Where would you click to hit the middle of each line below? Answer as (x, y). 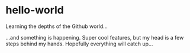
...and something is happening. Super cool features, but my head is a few (95, 37)
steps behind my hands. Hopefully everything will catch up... (79, 44)
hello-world (35, 10)
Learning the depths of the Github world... (57, 26)
